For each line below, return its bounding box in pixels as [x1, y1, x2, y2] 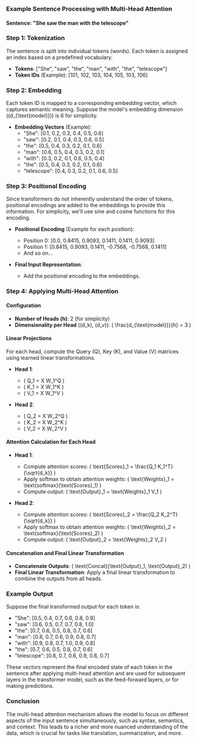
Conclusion [6, 697, 40, 705]
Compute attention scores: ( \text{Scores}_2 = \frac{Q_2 [23, 511, 160, 518]
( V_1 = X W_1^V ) [23, 389, 64, 396]
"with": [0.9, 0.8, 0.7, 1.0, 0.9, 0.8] [14, 639, 95, 647]
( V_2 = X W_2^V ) [23, 425, 67, 432]
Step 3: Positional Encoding [6, 182, 86, 191]
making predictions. [6, 682, 54, 690]
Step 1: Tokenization [6, 34, 65, 42]
